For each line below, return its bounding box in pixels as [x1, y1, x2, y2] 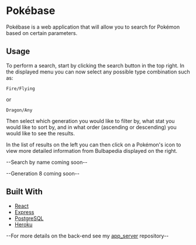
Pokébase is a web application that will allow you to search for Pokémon [6, 23, 180, 30]
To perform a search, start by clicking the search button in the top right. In [6, 62, 185, 69]
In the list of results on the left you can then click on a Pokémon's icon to [6, 141, 181, 148]
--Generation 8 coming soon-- [6, 170, 80, 177]
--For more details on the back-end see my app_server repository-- [6, 232, 169, 239]
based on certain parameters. [6, 29, 78, 36]
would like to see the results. [6, 129, 75, 136]
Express [14, 208, 35, 215]
